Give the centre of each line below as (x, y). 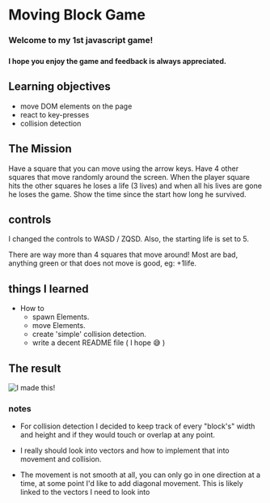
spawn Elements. (61, 317)
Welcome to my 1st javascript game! (81, 40)
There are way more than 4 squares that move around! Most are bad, (123, 255)
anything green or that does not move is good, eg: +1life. (102, 263)
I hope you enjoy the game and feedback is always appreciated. (117, 62)
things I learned (49, 289)
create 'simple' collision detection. (89, 335)
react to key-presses (55, 114)
